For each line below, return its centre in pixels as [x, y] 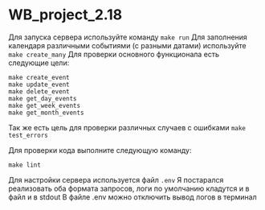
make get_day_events [43, 98]
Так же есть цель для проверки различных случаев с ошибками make [127, 127]
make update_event [39, 84]
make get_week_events [45, 105]
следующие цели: [39, 63]
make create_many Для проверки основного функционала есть [114, 54]
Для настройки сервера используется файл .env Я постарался [116, 179]
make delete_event [39, 91]
